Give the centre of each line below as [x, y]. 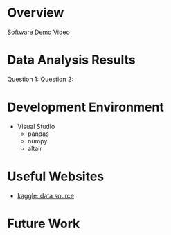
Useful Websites [56, 176]
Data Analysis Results [72, 60]
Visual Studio [36, 126]
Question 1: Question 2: [40, 79]
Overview [36, 13]
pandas [38, 134]
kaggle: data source [46, 195]
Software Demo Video [39, 32]
